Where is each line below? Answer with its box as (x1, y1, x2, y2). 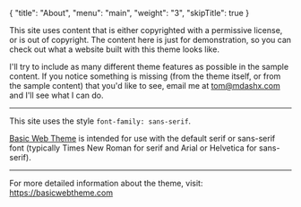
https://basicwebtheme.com (9, 187, 114, 198)
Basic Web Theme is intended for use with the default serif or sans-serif (9, 134, 276, 143)
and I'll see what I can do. (9, 90, 104, 100)
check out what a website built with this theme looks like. (9, 44, 219, 55)
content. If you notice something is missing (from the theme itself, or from (9, 71, 281, 82)
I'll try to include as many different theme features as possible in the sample (9, 62, 289, 72)
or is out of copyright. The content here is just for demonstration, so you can (9, 35, 292, 45)
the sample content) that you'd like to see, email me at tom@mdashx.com (9, 81, 280, 91)
